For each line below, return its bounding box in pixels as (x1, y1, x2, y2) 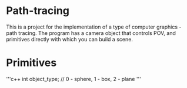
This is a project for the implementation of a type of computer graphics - (6, 23, 182, 30)
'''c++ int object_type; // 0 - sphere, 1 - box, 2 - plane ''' (6, 75, 141, 82)
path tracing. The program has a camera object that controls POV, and (6, 29, 176, 36)
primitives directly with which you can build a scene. (6, 36, 133, 43)
